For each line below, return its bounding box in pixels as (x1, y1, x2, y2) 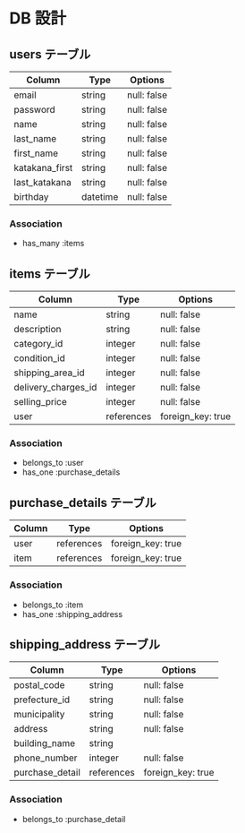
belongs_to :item (21, 599, 84, 610)
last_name (13, 133, 57, 144)
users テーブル (9, 47, 91, 62)
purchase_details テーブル (9, 494, 156, 511)
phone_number (13, 751, 78, 764)
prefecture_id (13, 693, 71, 706)
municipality (13, 708, 65, 721)
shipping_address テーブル (9, 637, 161, 652)
